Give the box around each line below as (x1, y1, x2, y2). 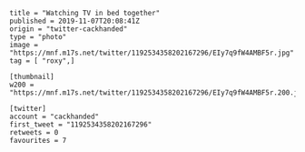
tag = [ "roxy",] (9, 56, 75, 66)
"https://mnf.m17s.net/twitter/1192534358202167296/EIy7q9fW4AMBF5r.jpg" (9, 48, 295, 57)
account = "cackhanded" (9, 112, 100, 121)
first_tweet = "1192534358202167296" (9, 120, 152, 129)
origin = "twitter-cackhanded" (9, 25, 128, 34)
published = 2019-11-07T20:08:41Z (9, 16, 141, 25)
